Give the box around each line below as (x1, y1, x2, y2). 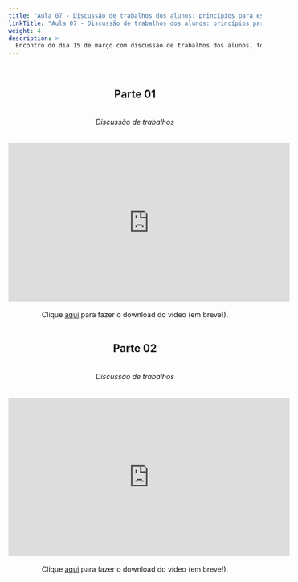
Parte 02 (112, 341, 157, 355)
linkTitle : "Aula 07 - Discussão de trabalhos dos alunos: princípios (8, 19, 250, 27)
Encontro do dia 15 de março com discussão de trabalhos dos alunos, (15, 42, 253, 50)
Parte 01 (113, 87, 157, 101)
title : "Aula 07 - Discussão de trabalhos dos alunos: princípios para (8, 11, 253, 20)
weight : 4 (8, 27, 42, 35)
